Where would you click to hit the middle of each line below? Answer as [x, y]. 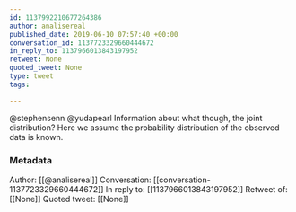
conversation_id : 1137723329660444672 [82, 43]
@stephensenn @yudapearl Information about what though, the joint [136, 118]
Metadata [30, 160]
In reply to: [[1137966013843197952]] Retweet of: [197, 189]
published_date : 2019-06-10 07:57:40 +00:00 [94, 34]
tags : [19, 84]
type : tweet [31, 76]
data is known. [36, 137]
